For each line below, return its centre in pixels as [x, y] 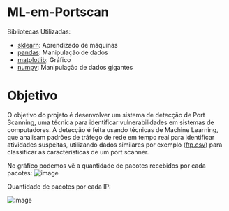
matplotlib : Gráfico [44, 59]
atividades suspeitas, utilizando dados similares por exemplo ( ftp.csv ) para [115, 145]
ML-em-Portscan [58, 12]
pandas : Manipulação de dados [62, 52]
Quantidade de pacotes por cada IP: [59, 187]
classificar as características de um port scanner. [78, 152]
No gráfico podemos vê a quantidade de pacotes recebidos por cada [106, 166]
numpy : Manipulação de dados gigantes [75, 67]
